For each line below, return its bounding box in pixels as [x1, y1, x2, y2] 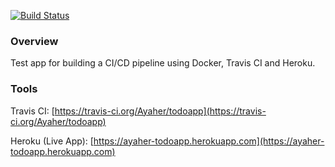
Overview [10, 34, 59, 48]
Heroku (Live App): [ [10, 135, 94, 147]
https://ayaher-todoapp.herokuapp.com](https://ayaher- [93, 135, 325, 147]
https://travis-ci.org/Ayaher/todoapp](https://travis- [54, 105, 267, 117]
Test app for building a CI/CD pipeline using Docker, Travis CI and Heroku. [10, 57, 316, 69]
